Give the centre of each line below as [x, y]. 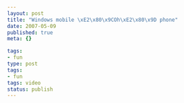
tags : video [24, 83]
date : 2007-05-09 [32, 26]
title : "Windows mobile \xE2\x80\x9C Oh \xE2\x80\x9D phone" [93, 20]
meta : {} [19, 39]
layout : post [26, 13]
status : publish [30, 89]
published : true [30, 32]
